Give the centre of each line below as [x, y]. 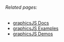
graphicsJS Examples [36, 29]
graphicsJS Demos [33, 34]
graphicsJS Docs [31, 23]
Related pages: [21, 7]
